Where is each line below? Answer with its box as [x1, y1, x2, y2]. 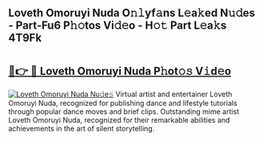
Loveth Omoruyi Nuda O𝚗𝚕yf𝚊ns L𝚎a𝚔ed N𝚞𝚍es [8, 6, 256, 20]
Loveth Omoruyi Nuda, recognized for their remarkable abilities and [8, 116, 230, 124]
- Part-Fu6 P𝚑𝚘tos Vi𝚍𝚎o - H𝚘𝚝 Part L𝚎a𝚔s [8, 19, 227, 33]
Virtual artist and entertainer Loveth [115, 89, 233, 99]
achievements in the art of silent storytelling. [8, 123, 155, 133]
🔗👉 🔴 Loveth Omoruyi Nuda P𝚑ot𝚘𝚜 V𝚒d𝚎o [8, 64, 232, 78]
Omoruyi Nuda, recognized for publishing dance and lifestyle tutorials [8, 99, 237, 108]
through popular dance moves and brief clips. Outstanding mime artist [8, 107, 240, 116]
